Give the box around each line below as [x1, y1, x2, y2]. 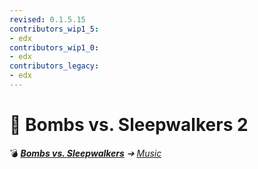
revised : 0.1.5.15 [9, 14, 86, 25]
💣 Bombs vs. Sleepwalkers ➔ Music [9, 147, 162, 159]
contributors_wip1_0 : [9, 42, 100, 53]
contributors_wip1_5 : [9, 24, 100, 34]
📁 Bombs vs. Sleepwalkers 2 [9, 114, 249, 136]
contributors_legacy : [9, 61, 100, 71]
